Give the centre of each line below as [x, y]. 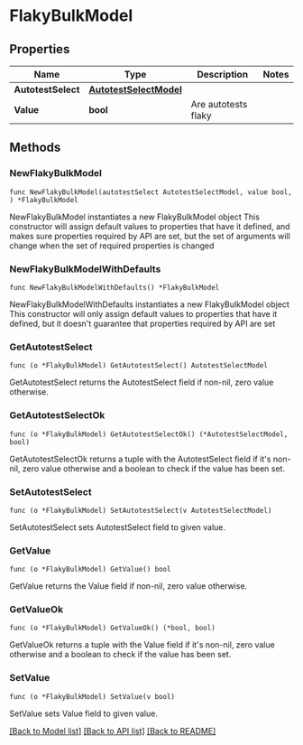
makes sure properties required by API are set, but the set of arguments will [150, 236]
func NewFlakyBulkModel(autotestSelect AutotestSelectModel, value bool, [151, 192]
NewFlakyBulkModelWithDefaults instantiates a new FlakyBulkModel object [150, 304]
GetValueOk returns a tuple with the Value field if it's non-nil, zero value [142, 645]
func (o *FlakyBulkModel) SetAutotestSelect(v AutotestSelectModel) [141, 510]
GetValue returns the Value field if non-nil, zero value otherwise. [129, 586]
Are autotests [219, 104]
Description [223, 74]
